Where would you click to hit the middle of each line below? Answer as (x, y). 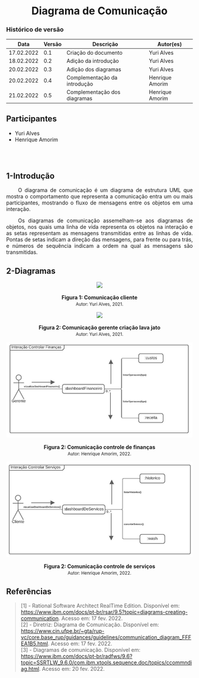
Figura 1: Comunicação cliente (99, 298)
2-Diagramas (31, 271)
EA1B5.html (34, 644)
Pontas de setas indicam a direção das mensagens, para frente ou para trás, (99, 239)
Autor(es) (170, 44)
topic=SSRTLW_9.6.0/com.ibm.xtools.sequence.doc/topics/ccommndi (106, 663)
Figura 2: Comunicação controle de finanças (99, 447)
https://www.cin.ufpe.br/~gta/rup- (62, 631)
